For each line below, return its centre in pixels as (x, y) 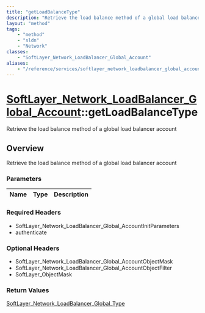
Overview (25, 148)
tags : (13, 29)
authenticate (31, 232)
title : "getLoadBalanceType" (43, 12)
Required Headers (34, 213)
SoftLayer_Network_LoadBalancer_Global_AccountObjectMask (94, 262)
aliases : (17, 63)
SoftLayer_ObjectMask (43, 274)
